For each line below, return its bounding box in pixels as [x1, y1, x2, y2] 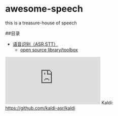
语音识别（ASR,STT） [12, 41, 58, 47]
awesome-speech [5, 3, 84, 15]
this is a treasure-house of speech [5, 20, 77, 26]
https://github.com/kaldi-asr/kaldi [5, 105, 75, 111]
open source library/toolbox [20, 47, 78, 53]
